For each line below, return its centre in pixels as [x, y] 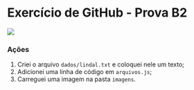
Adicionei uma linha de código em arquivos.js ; [85, 72]
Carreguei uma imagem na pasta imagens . [77, 79]
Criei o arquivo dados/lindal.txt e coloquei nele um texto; [101, 64]
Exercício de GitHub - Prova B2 [97, 13]
